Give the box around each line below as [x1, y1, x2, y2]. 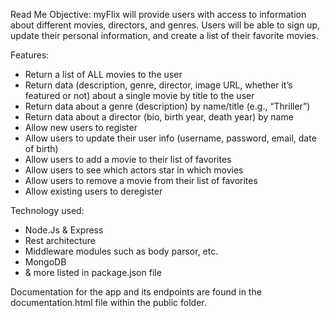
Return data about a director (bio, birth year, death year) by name [24, 111, 294, 123]
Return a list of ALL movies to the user [24, 69, 183, 80]
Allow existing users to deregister [24, 185, 163, 197]
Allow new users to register [24, 122, 138, 133]
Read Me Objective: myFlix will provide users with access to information [10, 9, 307, 20]
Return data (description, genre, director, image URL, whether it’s [24, 79, 293, 91]
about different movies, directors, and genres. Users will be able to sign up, [10, 19, 321, 31]
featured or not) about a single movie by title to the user [24, 90, 255, 101]
